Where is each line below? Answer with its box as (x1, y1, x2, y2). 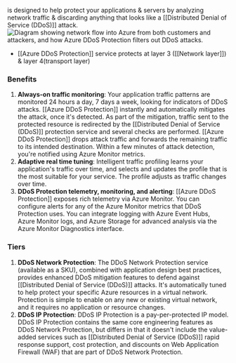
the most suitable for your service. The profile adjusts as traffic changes (17, 172, 227, 181)
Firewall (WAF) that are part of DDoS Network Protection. (17, 348, 183, 356)
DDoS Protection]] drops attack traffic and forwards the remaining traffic (17, 135, 228, 143)
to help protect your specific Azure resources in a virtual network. (17, 288, 209, 296)
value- (209, 325, 228, 334)
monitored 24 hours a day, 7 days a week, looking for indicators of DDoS (17, 98, 228, 106)
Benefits (7, 74, 37, 84)
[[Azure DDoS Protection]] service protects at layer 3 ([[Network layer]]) (17, 49, 227, 58)
